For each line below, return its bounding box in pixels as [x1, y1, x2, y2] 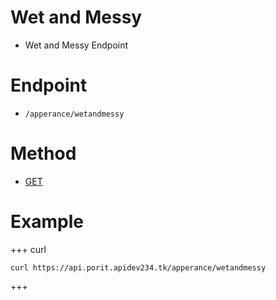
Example [10, 211, 84, 233]
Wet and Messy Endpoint [24, 39, 129, 51]
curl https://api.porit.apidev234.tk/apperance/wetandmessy [10, 262, 267, 273]
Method [10, 142, 77, 165]
